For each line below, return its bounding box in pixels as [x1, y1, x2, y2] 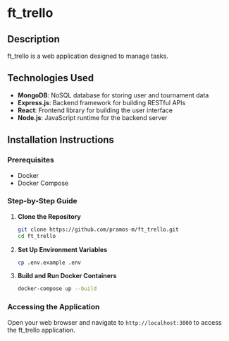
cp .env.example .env [17, 259, 81, 266]
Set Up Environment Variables [17, 245, 108, 253]
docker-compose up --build [17, 285, 97, 292]
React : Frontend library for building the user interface [17, 106, 173, 114]
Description [7, 33, 60, 45]
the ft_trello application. [7, 325, 75, 334]
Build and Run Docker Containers [17, 272, 117, 280]
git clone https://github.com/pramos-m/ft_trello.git [17, 226, 179, 233]
